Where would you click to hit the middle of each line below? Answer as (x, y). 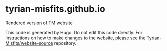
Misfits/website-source (29, 43)
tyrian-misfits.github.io (55, 9)
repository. (65, 43)
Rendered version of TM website (39, 23)
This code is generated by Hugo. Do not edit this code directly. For (74, 32)
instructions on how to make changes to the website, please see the (75, 38)
